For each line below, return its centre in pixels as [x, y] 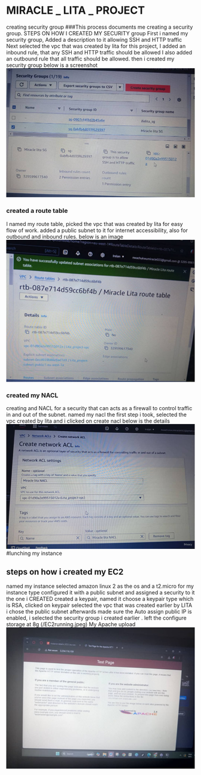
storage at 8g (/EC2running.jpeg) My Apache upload [71, 624]
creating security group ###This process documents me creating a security [100, 27]
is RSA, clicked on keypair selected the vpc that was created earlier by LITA [99, 605]
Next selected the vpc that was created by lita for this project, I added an [96, 46]
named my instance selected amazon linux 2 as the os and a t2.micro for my [100, 586]
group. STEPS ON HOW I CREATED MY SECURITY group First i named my [97, 33]
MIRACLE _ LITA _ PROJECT [76, 10]
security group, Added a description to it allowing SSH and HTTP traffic [94, 39]
